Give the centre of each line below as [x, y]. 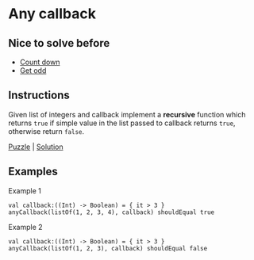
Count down [40, 62]
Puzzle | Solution [36, 147]
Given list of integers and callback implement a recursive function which [127, 114]
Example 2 [25, 227]
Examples [33, 172]
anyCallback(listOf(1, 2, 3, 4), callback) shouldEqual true [112, 212]
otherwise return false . [46, 131]
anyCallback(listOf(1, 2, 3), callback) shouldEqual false [108, 248]
